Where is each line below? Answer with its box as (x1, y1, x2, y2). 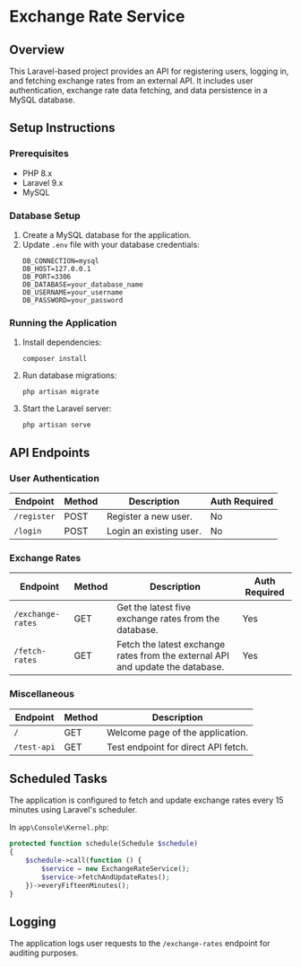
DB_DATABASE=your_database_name (21, 280, 143, 289)
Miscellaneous (9, 688, 74, 700)
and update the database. (116, 661, 225, 673)
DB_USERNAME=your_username (21, 287, 124, 297)
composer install (21, 355, 88, 364)
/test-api (13, 742, 56, 752)
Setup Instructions (9, 120, 116, 136)
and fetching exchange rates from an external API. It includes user (9, 75, 254, 86)
